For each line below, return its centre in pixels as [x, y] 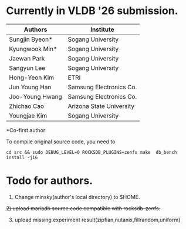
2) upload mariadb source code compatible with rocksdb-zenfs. [83, 208]
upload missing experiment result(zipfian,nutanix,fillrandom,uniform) [97, 220]
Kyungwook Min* [33, 49]
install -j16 [22, 157]
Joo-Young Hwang [36, 96]
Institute [102, 29]
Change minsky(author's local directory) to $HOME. [77, 197]
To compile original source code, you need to [61, 142]
